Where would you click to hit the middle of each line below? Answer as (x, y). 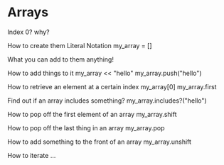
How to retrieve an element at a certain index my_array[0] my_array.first (112, 86)
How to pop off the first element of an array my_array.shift (92, 114)
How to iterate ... (32, 155)
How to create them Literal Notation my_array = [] (80, 45)
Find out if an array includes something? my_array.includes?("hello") (107, 101)
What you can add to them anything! (60, 59)
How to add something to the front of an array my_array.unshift (100, 142)
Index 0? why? (28, 32)
